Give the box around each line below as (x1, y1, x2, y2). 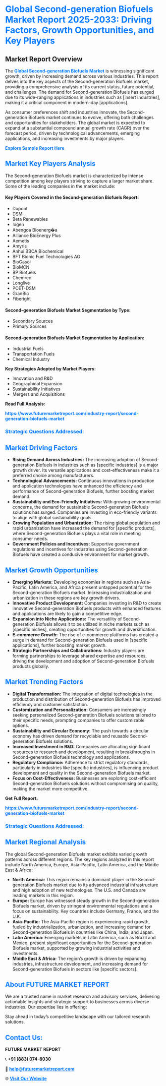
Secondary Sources (12, 318, 53, 324)
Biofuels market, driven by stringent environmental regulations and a (12, 903, 153, 908)
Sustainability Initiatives (12, 386, 61, 392)
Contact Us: (5, 1033, 43, 1042)
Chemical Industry (12, 356, 50, 362)
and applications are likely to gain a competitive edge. (12, 610, 122, 616)
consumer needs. (12, 536, 49, 542)
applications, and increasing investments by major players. (5, 135, 125, 141)
